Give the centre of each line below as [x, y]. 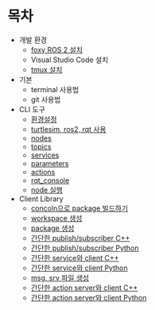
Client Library [41, 199]
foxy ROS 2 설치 [56, 49]
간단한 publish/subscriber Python [85, 248]
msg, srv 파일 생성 [60, 277]
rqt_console [50, 180]
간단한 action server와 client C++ [84, 288]
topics [41, 146]
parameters [50, 163]
